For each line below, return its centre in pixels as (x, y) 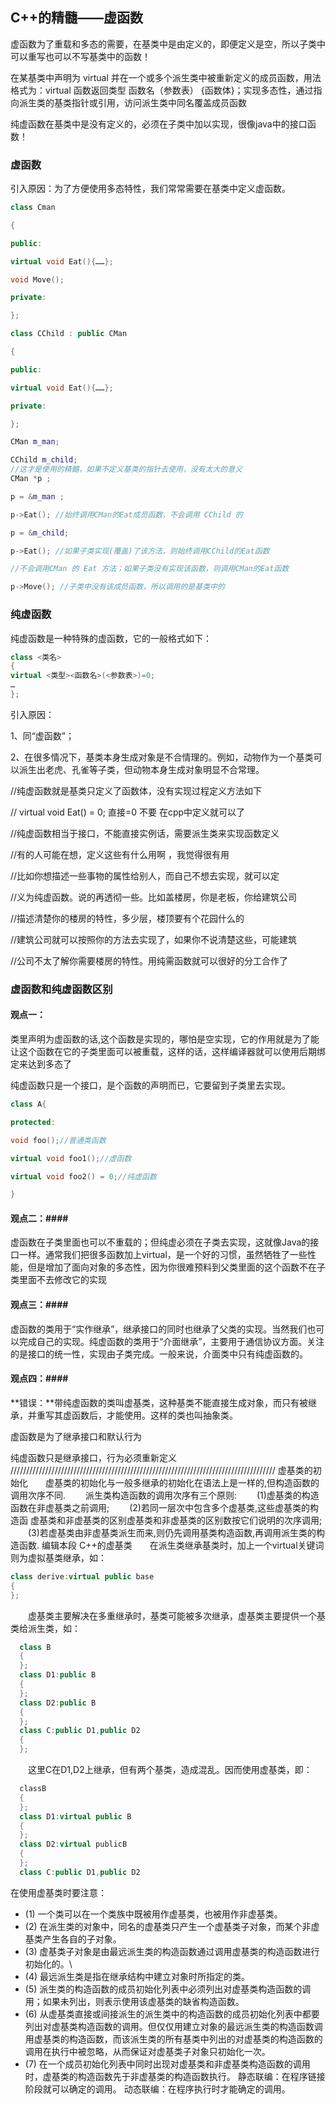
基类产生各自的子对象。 (73, 1939)
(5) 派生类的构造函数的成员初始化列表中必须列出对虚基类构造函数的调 (168, 1989)
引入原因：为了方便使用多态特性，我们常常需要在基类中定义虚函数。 (150, 189)
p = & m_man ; (37, 496)
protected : (33, 1122)
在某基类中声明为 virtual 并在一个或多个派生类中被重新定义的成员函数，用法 (166, 77)
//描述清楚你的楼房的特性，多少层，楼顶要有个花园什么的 (127, 918)
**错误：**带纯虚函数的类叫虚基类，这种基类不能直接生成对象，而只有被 (159, 1402)
